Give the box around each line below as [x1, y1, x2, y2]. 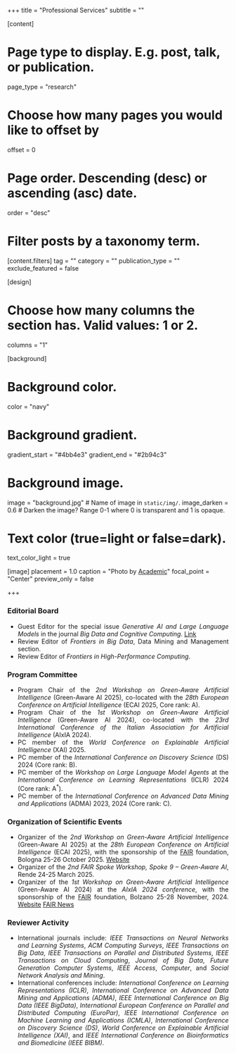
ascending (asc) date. [7, 185, 138, 202]
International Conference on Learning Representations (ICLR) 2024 [17, 775, 229, 784]
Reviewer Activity [7, 918, 70, 928]
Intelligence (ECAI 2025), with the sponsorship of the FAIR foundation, [17, 847, 229, 856]
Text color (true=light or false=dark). [7, 530, 226, 546]
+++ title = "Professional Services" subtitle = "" [7, 6, 145, 14]
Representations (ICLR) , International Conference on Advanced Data [17, 986, 229, 994]
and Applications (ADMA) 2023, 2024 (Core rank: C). [17, 799, 172, 808]
